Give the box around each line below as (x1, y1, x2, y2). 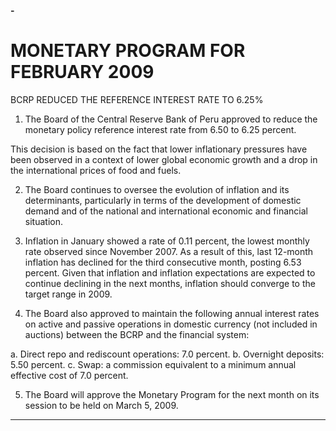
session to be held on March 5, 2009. (24, 399, 179, 411)
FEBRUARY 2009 (10, 61, 155, 84)
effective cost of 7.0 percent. (10, 369, 129, 381)
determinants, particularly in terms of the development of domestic (24, 194, 302, 206)
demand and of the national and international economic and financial (24, 205, 308, 217)
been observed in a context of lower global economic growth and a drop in (10, 153, 318, 165)
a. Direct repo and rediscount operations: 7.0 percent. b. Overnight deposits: (10, 348, 325, 360)
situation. (24, 215, 63, 227)
